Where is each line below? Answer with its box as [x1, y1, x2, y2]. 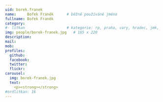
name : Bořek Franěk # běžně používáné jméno [5, 12, 118, 17]
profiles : [5, 48, 26, 53]
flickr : [9, 67, 26, 72]
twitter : [9, 62, 27, 67]
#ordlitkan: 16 [5, 89, 36, 94]
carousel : [5, 71, 26, 76]
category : [5, 21, 26, 26]
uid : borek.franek [5, 7, 43, 12]
